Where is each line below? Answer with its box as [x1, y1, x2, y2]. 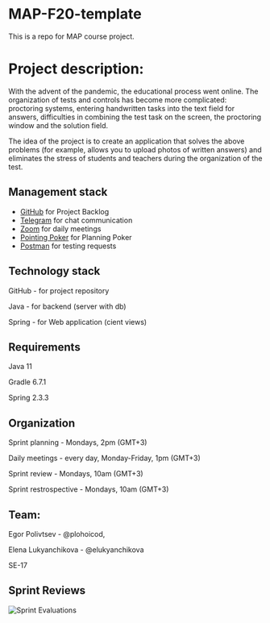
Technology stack [8, 264, 101, 278]
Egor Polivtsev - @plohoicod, [8, 529, 106, 538]
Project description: [8, 60, 144, 78]
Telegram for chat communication [19, 215, 133, 225]
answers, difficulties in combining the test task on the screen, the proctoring [8, 112, 262, 122]
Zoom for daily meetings [19, 223, 102, 234]
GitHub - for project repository [8, 285, 110, 295]
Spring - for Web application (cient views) [8, 317, 147, 326]
